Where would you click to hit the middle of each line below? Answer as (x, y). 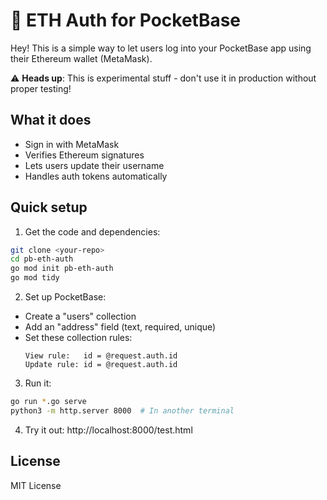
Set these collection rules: (78, 338)
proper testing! (41, 88)
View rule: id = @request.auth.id (101, 356)
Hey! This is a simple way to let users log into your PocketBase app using (161, 48)
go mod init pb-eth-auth (62, 269)
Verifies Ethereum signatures (84, 155)
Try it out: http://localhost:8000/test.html (108, 430)
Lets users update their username (94, 165)
